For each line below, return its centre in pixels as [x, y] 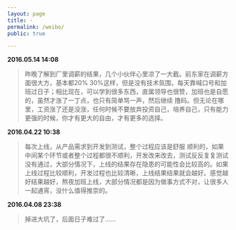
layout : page [26, 14]
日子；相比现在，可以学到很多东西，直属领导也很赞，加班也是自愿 [133, 91]
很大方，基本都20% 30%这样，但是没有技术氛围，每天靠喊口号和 [126, 83]
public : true [26, 33]
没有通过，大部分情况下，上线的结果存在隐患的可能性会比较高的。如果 [126, 164]
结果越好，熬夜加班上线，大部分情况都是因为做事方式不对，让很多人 [130, 182]
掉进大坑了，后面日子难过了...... [70, 219]
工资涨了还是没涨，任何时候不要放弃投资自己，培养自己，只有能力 [133, 109]
